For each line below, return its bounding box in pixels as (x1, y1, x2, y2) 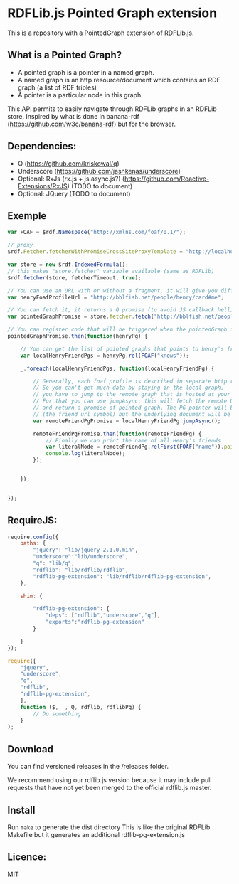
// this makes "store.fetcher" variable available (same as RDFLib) (7, 267, 215, 275)
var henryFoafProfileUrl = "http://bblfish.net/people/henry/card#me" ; (7, 294, 224, 301)
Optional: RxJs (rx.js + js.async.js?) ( (17, 174, 125, 183)
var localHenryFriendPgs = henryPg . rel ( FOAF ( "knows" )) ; (20, 352, 190, 359)
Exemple (7, 210, 47, 222)
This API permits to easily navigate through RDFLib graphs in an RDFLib (7, 105, 217, 113)
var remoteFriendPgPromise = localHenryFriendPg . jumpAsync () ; (33, 417, 221, 425)
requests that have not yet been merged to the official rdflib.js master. (7, 784, 212, 792)
